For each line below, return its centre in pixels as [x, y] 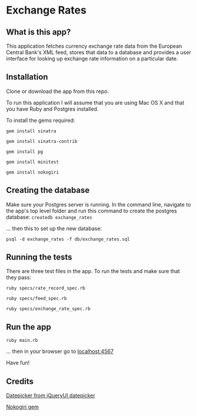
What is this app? [39, 32]
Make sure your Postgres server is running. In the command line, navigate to [98, 204]
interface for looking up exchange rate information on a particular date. [92, 59]
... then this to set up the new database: [54, 228]
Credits [20, 381]
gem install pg [25, 152]
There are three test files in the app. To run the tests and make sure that [93, 271]
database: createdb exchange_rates [49, 217]
